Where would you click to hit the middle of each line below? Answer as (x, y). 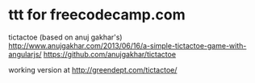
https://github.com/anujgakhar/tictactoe (109, 54)
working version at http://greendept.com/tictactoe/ (93, 69)
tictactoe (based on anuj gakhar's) (65, 37)
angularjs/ (25, 54)
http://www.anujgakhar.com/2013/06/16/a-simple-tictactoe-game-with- (127, 45)
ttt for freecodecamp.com (97, 15)
